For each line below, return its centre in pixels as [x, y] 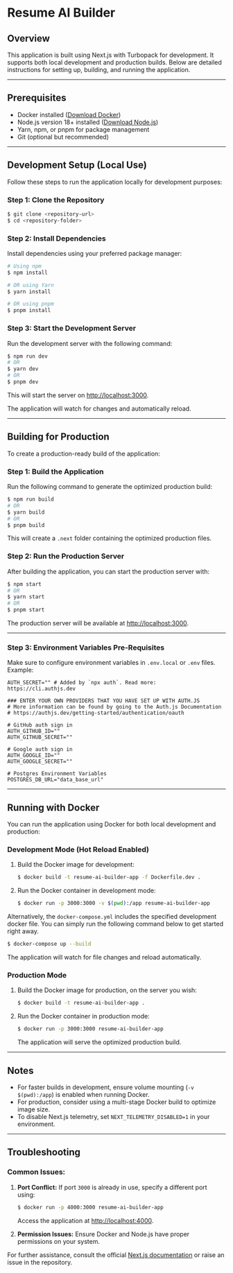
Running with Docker [53, 807]
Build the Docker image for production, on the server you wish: [107, 990]
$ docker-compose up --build [49, 944]
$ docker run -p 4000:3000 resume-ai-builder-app [90, 1207]
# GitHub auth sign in [40, 725]
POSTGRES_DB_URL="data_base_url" [55, 780]
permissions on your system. [59, 1241]
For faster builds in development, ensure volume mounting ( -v [105, 1087]
